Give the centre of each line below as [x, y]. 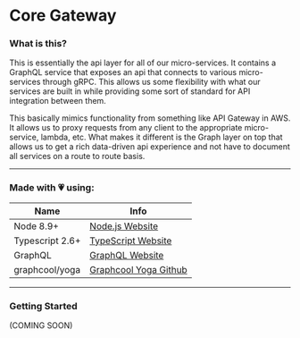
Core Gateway [63, 16]
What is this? [38, 44]
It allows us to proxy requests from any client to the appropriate [126, 128]
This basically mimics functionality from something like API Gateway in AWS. [150, 118]
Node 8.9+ [37, 226]
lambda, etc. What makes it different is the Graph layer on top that [162, 137]
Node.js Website [124, 226]
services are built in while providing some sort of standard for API [130, 91]
